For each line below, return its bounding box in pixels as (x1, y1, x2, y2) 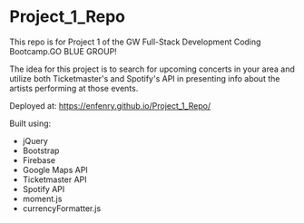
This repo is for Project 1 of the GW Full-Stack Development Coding (9, 36, 261, 47)
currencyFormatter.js (22, 202, 102, 214)
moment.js (22, 193, 63, 204)
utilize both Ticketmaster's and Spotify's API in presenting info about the (9, 73, 280, 83)
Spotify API (22, 183, 65, 194)
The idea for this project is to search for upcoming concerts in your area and (9, 63, 295, 74)
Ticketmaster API (22, 174, 88, 185)
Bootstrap (22, 145, 60, 156)
